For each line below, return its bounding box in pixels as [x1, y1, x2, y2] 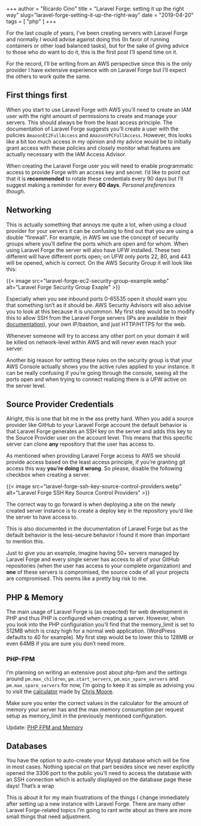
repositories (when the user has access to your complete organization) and [6, 562, 191, 570]
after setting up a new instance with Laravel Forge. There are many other [6, 800, 185, 807]
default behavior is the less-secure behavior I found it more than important [6, 531, 190, 538]
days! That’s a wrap [6, 782, 55, 789]
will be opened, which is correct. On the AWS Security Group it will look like [6, 259, 193, 266]
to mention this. [6, 538, 45, 545]
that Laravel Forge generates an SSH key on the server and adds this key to [6, 428, 193, 435]
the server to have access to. [6, 513, 78, 521]
